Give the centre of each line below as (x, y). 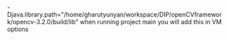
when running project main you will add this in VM (151, 22)
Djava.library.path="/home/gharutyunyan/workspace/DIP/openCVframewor (114, 14)
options (18, 29)
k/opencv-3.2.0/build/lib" (43, 22)
